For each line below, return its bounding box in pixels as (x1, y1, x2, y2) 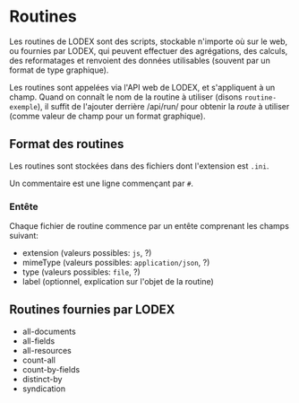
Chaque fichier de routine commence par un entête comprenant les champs (9, 221, 289, 232)
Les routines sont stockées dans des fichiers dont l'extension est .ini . (9, 160, 269, 171)
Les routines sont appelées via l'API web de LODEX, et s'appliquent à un (9, 82, 276, 92)
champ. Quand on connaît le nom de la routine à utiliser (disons (9, 92, 243, 102)
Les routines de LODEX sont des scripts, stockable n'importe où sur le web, (9, 36, 288, 47)
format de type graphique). (9, 65, 109, 75)
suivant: (9, 231, 38, 241)
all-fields (21, 335, 56, 346)
